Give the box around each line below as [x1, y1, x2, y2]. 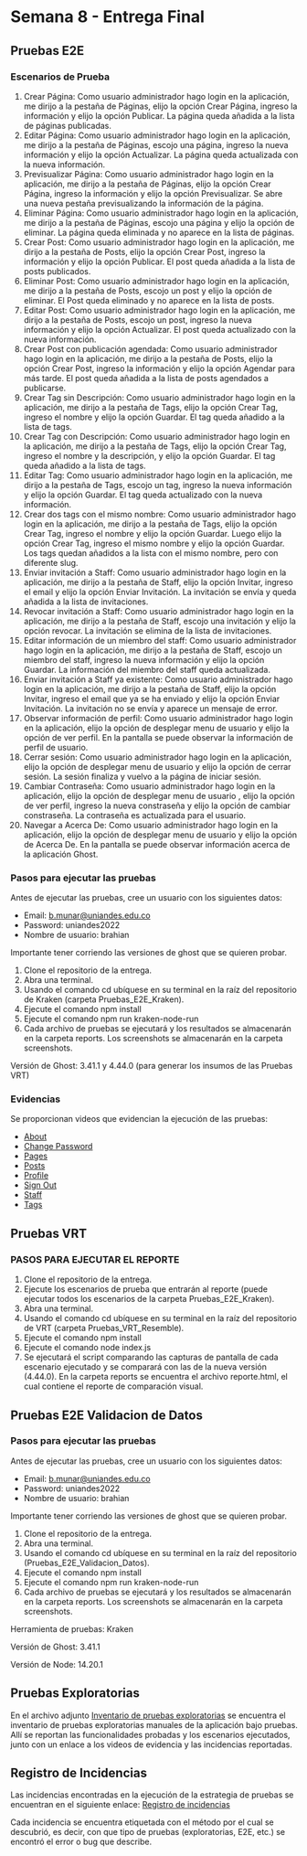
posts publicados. [23, 265, 91, 276]
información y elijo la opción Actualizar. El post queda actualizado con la [23, 324, 296, 335]
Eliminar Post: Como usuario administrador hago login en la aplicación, [23, 275, 291, 286]
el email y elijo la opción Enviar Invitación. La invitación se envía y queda [23, 586, 297, 597]
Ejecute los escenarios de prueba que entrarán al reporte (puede [23, 1284, 269, 1295]
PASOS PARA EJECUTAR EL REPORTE [10, 1253, 180, 1265]
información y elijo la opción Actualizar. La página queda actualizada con [23, 149, 299, 160]
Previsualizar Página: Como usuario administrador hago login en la [23, 168, 274, 179]
